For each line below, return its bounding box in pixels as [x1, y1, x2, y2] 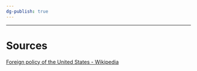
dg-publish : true [6, 8, 49, 15]
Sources [6, 39, 48, 52]
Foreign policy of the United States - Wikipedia [6, 58, 119, 65]
